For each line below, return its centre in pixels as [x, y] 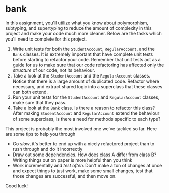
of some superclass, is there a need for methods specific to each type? [87, 119]
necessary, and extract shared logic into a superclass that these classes [88, 86]
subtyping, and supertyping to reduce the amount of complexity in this [79, 28]
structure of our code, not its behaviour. [54, 70]
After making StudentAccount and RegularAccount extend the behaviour [86, 113]
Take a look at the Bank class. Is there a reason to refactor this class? [84, 108]
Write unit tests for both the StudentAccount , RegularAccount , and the [83, 49]
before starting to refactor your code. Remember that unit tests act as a [87, 59]
